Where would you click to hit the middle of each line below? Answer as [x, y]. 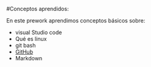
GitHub [24, 52]
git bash [25, 45]
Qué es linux [31, 39]
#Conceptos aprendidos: [38, 9]
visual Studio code [39, 32]
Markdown [29, 58]
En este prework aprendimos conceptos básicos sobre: [76, 20]
